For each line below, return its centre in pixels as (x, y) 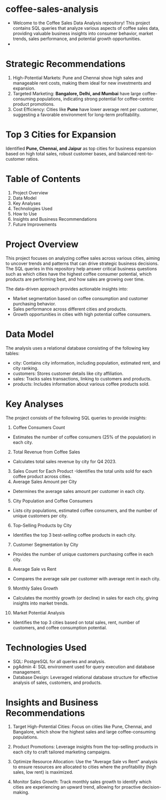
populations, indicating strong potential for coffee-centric (95, 99)
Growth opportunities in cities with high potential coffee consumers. (82, 314)
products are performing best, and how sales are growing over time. (75, 279)
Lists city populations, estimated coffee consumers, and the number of (85, 510)
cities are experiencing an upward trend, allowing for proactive (77, 787)
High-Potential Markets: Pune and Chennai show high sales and (78, 77)
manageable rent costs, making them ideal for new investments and (82, 83)
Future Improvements (34, 224)
